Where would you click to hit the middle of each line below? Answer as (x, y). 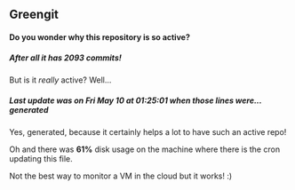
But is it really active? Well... (60, 80)
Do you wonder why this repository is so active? (100, 37)
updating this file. (41, 158)
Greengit (34, 15)
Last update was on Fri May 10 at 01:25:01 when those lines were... (136, 100)
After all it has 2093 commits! (65, 58)
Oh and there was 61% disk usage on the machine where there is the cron (145, 149)
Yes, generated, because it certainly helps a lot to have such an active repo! (148, 131)
